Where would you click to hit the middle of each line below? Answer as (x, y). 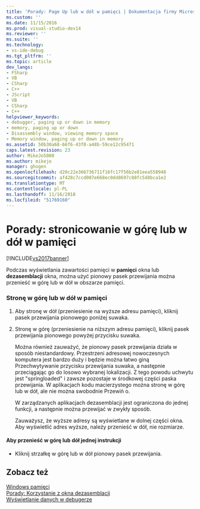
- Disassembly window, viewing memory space (62, 134)
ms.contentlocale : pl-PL (37, 189)
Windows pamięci (28, 486)
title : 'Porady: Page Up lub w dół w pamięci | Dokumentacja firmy (92, 12)
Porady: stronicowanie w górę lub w (97, 229)
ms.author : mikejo (29, 161)
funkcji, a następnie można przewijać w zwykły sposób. (83, 409)
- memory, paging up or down (42, 128)
